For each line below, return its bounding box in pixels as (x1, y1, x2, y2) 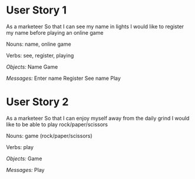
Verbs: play (6, 143, 34, 150)
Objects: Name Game (6, 63, 58, 70)
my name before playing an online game (6, 29, 104, 36)
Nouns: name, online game (6, 40, 72, 48)
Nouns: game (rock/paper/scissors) (6, 132, 92, 139)
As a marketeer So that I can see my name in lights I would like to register (6, 23, 184, 30)
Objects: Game (6, 155, 42, 162)
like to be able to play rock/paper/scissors (6, 121, 108, 128)
